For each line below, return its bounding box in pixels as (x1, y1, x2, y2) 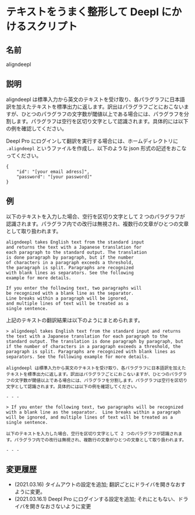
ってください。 (6, 152, 42, 159)
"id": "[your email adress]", (16, 169, 90, 175)
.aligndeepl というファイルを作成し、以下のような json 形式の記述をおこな (6, 144, 187, 152)
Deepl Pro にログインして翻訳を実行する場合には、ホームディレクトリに (6, 137, 179, 144)
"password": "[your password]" (16, 173, 93, 180)
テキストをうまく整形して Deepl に (6, 5, 172, 19)
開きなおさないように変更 (30, 503, 91, 510)
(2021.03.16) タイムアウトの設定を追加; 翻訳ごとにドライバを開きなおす (14, 481, 186, 488)
